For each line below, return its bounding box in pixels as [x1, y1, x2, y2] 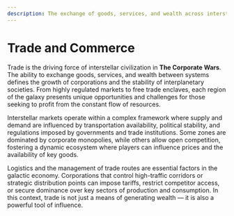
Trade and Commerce [7, 40, 135, 56]
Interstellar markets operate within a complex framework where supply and [7, 113, 223, 122]
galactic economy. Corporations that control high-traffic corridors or [7, 171, 203, 179]
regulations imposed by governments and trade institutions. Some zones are [7, 128, 226, 136]
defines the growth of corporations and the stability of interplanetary [7, 78, 204, 86]
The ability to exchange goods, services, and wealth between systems [7, 70, 210, 78]
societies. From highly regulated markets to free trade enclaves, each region [7, 85, 226, 94]
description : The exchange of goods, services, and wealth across [7, 10, 204, 17]
